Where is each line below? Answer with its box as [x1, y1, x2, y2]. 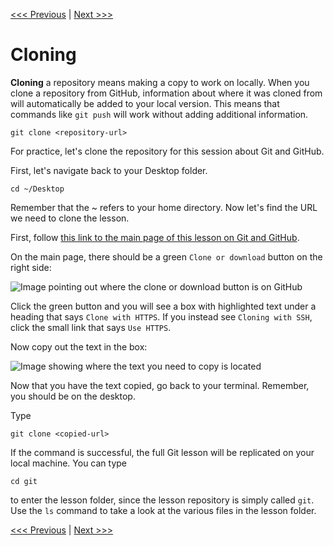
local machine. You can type [10, 457, 128, 469]
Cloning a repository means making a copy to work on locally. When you [10, 76, 310, 88]
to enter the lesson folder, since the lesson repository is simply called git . [10, 494, 315, 506]
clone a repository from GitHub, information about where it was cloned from [10, 87, 323, 99]
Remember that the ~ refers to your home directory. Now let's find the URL [10, 201, 318, 213]
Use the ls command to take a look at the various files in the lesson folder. [10, 504, 317, 516]
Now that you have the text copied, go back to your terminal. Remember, [10, 379, 310, 391]
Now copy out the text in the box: [10, 340, 148, 353]
